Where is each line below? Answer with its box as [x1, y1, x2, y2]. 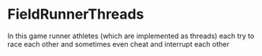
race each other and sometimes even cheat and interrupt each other [7, 39, 230, 48]
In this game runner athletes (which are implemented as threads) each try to [7, 31, 255, 40]
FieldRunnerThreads [7, 5, 144, 23]
